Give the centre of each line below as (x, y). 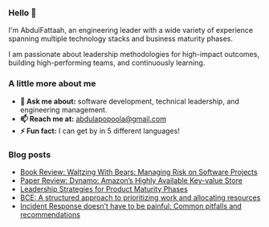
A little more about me (52, 83)
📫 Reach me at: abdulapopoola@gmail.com (93, 119)
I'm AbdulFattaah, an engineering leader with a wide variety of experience (131, 30)
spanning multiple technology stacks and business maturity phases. (121, 39)
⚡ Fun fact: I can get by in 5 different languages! (100, 131)
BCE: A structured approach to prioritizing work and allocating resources (140, 197)
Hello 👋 (22, 13)
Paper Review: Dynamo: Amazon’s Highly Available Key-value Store (131, 180)
